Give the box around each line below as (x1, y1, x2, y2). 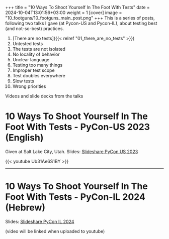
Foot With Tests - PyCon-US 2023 (5, 122, 150, 133)
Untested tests (12, 41, 43, 47)
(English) (5, 132, 44, 144)
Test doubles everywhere (12, 73, 65, 78)
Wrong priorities (12, 83, 46, 89)
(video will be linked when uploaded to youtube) (5, 228, 105, 234)
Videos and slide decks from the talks (5, 93, 83, 99)
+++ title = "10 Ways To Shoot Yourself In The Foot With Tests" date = (5, 5, 150, 10)
